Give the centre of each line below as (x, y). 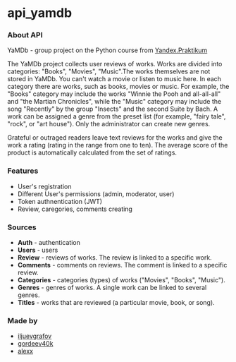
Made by (23, 321)
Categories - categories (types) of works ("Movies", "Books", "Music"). (121, 280)
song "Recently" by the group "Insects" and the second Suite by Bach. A (113, 109)
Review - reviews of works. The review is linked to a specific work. (115, 258)
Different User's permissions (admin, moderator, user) (96, 194)
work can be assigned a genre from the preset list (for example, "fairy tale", (117, 116)
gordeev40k (35, 344)
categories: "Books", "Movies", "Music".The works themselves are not (109, 71)
